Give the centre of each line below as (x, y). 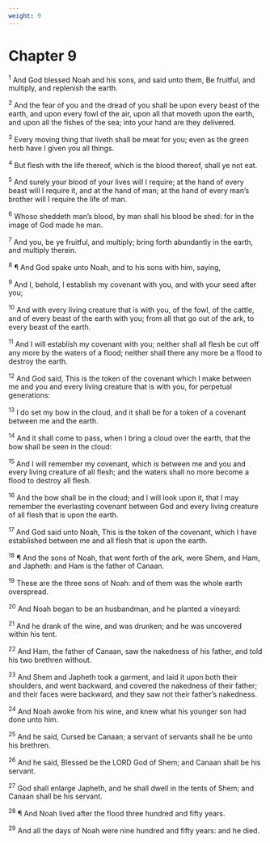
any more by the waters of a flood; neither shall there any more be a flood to (135, 352)
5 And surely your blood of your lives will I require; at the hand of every (126, 181)
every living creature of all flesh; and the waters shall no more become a (129, 472)
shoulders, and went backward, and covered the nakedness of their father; (133, 685)
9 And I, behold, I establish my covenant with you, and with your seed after (133, 284)
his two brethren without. (50, 660)
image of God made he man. (56, 225)
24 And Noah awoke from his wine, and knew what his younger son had (127, 710)
